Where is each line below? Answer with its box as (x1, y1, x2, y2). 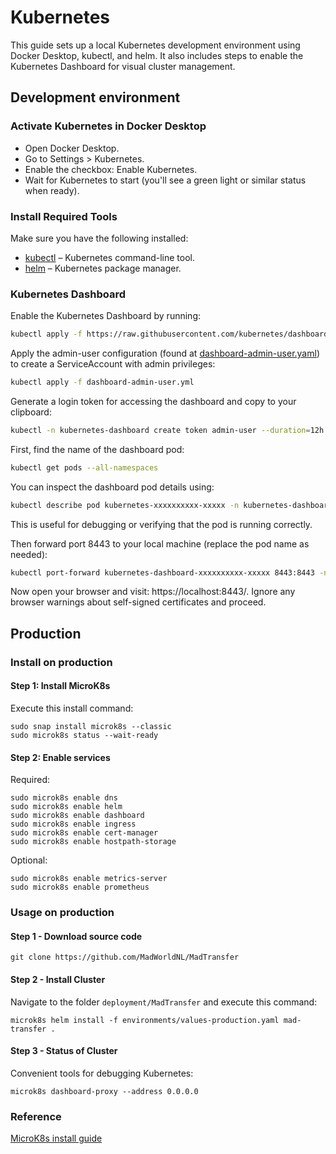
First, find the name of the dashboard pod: (10, 443, 185, 455)
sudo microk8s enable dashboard (10, 811, 145, 821)
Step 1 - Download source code (10, 930, 143, 942)
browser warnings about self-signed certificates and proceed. (10, 596, 267, 608)
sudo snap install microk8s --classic (10, 721, 172, 731)
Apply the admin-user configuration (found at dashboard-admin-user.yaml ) (10, 347, 320, 360)
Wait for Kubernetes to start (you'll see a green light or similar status (24, 174, 307, 186)
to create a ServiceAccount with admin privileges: (10, 358, 216, 370)
